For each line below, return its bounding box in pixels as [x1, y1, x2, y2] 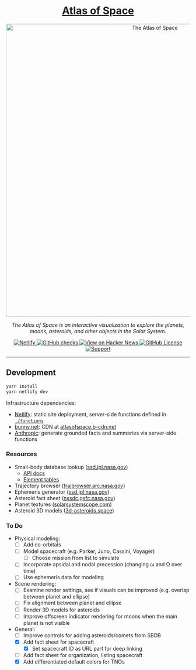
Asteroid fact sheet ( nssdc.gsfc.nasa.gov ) [14, 494, 116, 501]
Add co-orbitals [23, 541, 61, 548]
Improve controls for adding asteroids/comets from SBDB [23, 631, 162, 639]
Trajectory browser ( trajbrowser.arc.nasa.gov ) [14, 482, 125, 489]
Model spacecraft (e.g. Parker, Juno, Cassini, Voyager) [23, 548, 155, 555]
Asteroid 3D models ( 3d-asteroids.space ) [14, 507, 115, 514]
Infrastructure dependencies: [6, 399, 76, 406]
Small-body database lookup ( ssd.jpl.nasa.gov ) [14, 463, 128, 470]
